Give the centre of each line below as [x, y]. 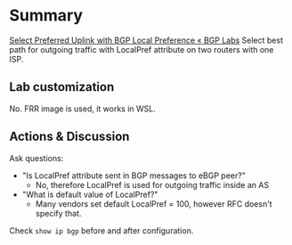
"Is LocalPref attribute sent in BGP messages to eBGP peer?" [134, 176]
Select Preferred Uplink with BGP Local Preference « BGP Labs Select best [146, 40]
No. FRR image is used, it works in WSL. [82, 109]
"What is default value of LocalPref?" [90, 194]
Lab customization [62, 87]
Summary [46, 16]
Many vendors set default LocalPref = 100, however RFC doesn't [154, 204]
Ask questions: [36, 158]
